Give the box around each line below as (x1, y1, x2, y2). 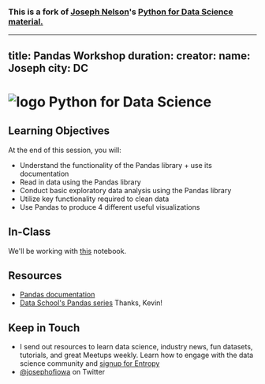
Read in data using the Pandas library (19, 177, 142, 187)
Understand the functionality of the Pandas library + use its (19, 160, 213, 170)
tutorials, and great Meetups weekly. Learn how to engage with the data (19, 350, 254, 360)
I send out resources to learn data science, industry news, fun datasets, (19, 342, 253, 352)
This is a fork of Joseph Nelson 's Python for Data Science (8, 6, 233, 17)
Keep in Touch (8, 321, 80, 334)
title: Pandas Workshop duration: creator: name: (8, 49, 251, 62)
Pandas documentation (19, 290, 95, 300)
